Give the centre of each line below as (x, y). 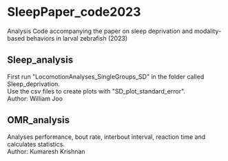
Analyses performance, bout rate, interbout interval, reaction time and (106, 137)
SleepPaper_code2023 (74, 12)
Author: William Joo (35, 98)
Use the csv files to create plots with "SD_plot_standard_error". (96, 91)
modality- (208, 31)
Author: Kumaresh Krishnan (46, 151)
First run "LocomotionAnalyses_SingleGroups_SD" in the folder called (106, 76)
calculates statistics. (36, 144)
